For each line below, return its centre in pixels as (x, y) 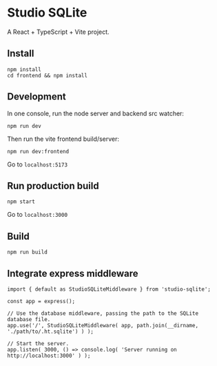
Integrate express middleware (73, 273)
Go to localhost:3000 (37, 215)
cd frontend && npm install (48, 75)
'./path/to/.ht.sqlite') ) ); (51, 331)
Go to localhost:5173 (37, 164)
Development (37, 97)
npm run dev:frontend (38, 151)
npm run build (28, 252)
